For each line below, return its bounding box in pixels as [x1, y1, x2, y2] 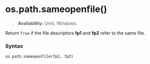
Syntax [5, 42, 23, 49]
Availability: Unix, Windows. [17, 20, 78, 26]
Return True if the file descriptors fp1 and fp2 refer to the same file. [5, 30, 145, 36]
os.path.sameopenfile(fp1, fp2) [5, 54, 73, 59]
